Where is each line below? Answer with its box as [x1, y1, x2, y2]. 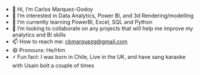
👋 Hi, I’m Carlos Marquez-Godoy [12, 6, 93, 13]
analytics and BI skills [12, 31, 66, 38]
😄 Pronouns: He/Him [12, 47, 65, 53]
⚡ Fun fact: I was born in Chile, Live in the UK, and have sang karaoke [12, 53, 186, 60]
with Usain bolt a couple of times [12, 62, 95, 69]
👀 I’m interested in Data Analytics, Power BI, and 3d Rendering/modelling [12, 12, 194, 19]
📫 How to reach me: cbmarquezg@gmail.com [12, 38, 128, 45]
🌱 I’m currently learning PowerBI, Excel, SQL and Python [12, 19, 153, 25]
